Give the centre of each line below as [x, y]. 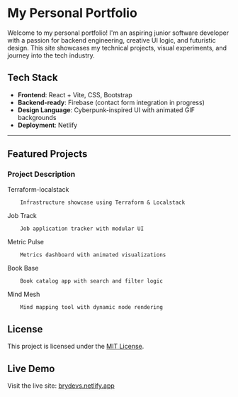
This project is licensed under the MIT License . [76, 347]
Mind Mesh [24, 294]
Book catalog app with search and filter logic [91, 281]
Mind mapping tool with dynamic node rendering [91, 308]
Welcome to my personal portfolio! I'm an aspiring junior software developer [118, 33]
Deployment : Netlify [47, 125]
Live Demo [31, 368]
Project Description [41, 174]
